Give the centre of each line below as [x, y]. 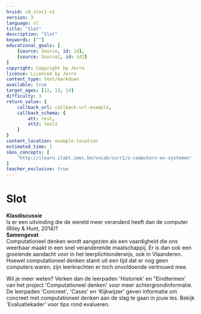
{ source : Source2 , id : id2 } [52, 57]
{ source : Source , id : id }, [51, 51]
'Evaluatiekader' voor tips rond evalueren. [58, 304]
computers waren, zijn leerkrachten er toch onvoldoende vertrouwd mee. [97, 267]
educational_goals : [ [33, 46]
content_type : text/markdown [43, 79]
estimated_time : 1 [29, 146]
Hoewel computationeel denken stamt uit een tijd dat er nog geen [87, 261]
